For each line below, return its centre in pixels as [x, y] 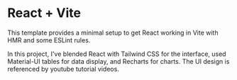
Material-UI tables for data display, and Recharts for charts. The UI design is [118, 61]
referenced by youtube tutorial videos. [63, 69]
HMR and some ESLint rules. [49, 40]
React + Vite [44, 13]
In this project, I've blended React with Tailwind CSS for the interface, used [117, 54]
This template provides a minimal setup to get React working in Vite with [113, 33]
